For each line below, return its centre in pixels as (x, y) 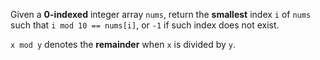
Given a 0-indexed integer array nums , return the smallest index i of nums (161, 14)
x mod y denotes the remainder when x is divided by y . (123, 44)
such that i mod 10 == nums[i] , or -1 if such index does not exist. (145, 25)
